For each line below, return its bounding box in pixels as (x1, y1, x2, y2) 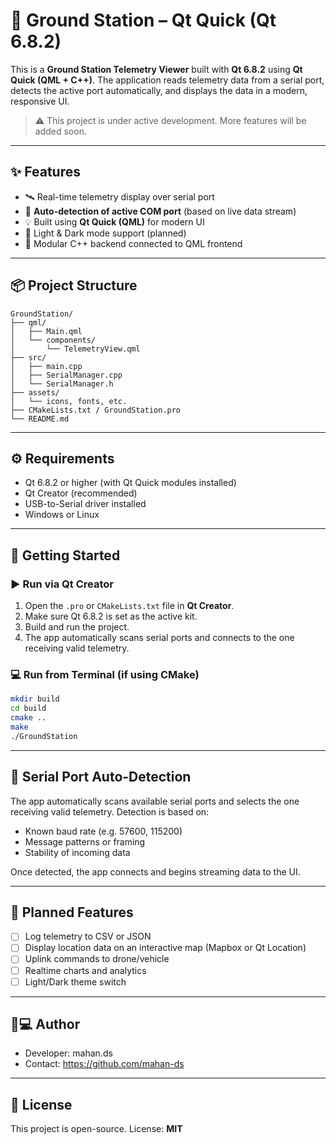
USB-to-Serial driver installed (24, 498, 147, 510)
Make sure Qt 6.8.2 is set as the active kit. (24, 610, 198, 623)
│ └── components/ (10, 335, 97, 345)
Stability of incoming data (24, 846, 131, 858)
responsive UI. (10, 95, 70, 107)
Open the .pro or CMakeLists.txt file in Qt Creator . (24, 600, 235, 612)
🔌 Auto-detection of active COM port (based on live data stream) (24, 205, 297, 217)
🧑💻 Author (10, 1016, 81, 1033)
